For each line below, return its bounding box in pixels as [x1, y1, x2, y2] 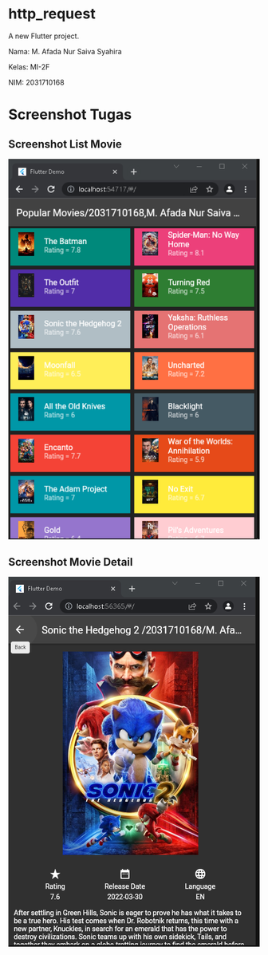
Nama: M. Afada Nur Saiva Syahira [8, 46, 122, 56]
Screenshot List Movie [8, 137, 122, 151]
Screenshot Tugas [8, 105, 132, 124]
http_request [8, 5, 96, 23]
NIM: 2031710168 [8, 77, 65, 87]
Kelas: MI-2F [8, 61, 50, 72]
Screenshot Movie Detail [8, 555, 133, 569]
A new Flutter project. [8, 31, 80, 41]
